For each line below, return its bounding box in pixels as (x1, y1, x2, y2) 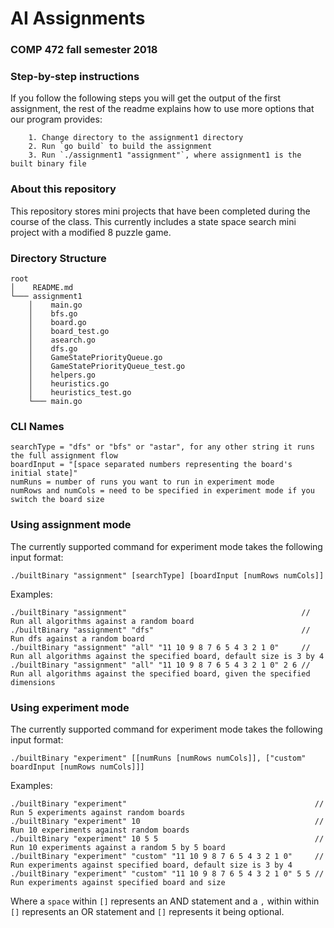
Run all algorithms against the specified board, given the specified (10, 668, 311, 679)
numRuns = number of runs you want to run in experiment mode (10, 477, 275, 487)
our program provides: (10, 113, 103, 126)
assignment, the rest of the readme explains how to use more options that (10, 103, 315, 115)
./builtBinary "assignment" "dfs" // (10, 625, 311, 635)
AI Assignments (10, 7, 146, 30)
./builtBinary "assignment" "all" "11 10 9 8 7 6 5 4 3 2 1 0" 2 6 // (10, 660, 311, 670)
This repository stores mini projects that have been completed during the (10, 205, 311, 217)
